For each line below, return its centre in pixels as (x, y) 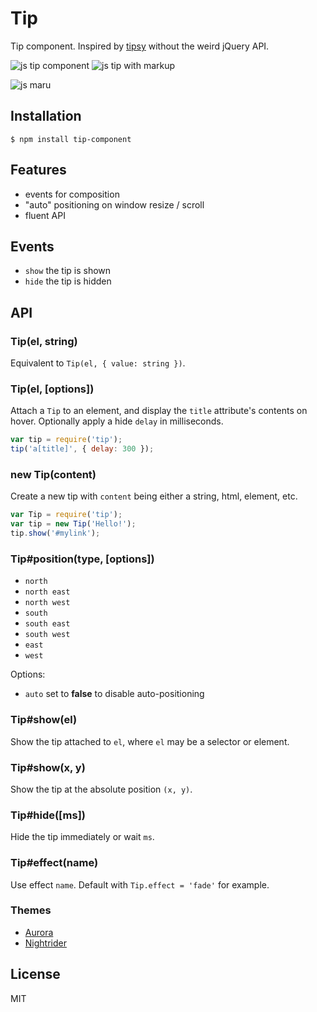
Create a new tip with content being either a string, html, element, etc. (154, 496)
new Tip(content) (53, 475)
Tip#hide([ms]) (48, 815)
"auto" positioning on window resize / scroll (114, 204)
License (35, 974)
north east (47, 592)
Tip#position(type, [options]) (82, 559)
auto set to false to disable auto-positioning (114, 694)
